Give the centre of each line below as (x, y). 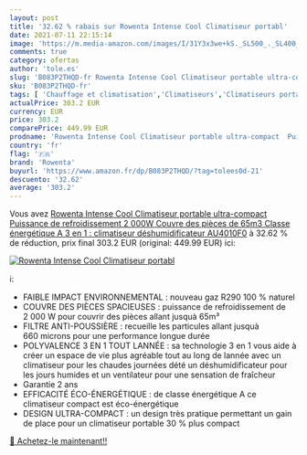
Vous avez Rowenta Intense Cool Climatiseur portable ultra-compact (138, 214)
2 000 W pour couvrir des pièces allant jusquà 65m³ (121, 317)
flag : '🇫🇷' (32, 153)
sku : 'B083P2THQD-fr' (51, 86)
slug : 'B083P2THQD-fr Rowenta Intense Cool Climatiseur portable (136, 78)
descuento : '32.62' (47, 179)
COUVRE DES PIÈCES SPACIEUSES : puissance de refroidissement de (154, 307)
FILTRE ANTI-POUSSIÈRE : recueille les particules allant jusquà (141, 326)
